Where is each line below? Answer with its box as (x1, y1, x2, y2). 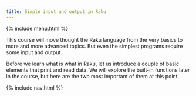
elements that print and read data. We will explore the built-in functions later (6, 66, 190, 74)
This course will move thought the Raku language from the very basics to (6, 36, 183, 43)
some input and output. (6, 48, 63, 56)
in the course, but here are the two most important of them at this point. (6, 72, 180, 80)
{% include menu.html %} (6, 25, 69, 32)
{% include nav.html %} (6, 84, 63, 91)
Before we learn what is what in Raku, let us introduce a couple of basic (6, 60, 180, 67)
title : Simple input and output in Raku (6, 8, 107, 15)
